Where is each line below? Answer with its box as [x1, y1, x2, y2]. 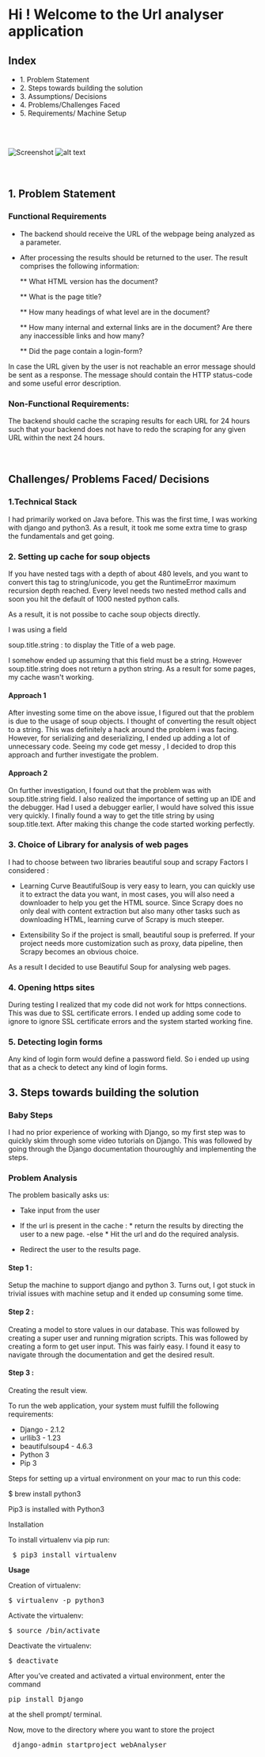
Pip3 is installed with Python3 [8, 1504, 105, 1513]
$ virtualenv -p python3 [8, 1596, 104, 1604]
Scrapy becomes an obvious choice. [19, 947, 139, 956]
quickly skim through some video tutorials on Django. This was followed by [8, 1136, 252, 1145]
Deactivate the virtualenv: [8, 1641, 93, 1650]
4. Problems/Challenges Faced [19, 101, 120, 109]
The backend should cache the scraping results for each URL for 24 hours [8, 416, 251, 425]
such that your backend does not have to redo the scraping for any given [8, 424, 246, 434]
